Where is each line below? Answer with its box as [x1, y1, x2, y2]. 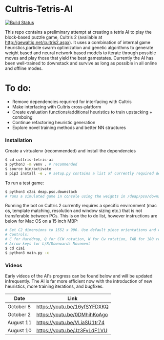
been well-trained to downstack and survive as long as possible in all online [5, 60, 157, 66]
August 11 [7, 319, 32, 326]
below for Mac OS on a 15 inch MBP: [5, 218, 79, 224]
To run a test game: [5, 180, 44, 186]
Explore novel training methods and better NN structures [12, 125, 126, 130]
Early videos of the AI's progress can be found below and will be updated [5, 273, 153, 279]
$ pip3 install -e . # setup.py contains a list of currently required [5, 171, 154, 176]
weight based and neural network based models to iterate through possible [5, 50, 156, 56]
